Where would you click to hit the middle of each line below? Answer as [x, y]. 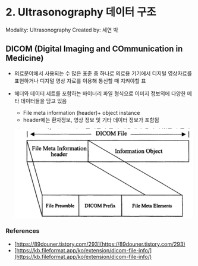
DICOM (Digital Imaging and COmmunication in [94, 49]
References [23, 231]
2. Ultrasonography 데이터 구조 [81, 12]
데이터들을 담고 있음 [44, 101]
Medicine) [25, 58]
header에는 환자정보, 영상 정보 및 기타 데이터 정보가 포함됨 [91, 120]
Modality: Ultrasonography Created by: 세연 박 [62, 30]
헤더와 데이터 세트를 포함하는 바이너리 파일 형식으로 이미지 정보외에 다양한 [100, 93]
